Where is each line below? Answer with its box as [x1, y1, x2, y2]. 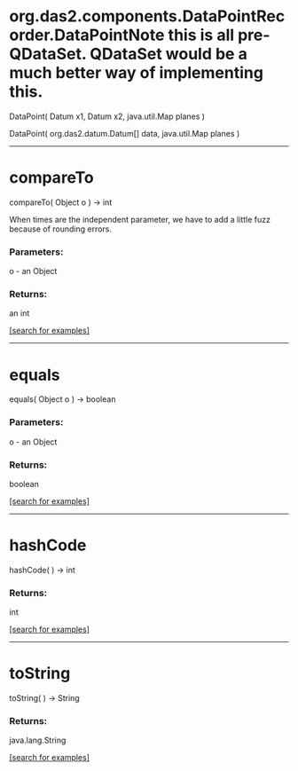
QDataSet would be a [90, 44, 248, 64]
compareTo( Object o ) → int [9, 197, 113, 208]
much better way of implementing [9, 63, 264, 83]
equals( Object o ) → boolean [9, 394, 116, 405]
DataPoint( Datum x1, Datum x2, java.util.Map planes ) [9, 111, 206, 122]
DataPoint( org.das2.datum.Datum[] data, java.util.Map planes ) [9, 128, 240, 138]
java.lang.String [9, 735, 67, 746]
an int [9, 308, 30, 319]
